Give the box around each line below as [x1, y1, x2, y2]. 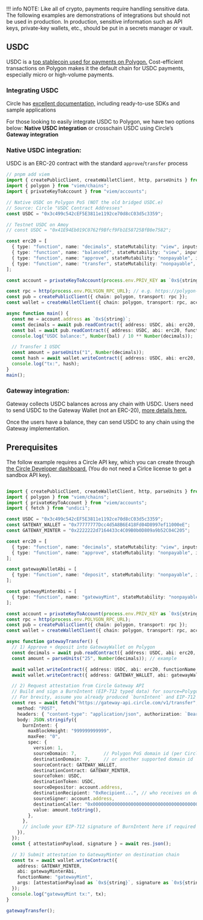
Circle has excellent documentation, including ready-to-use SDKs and [6, 100, 180, 107]
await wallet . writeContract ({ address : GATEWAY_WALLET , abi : [11, 672, 169, 678]
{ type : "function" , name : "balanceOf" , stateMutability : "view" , [11, 250, 182, 256]
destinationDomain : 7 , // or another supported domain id [33, 756, 193, 762]
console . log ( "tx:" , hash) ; [11, 361, 80, 367]
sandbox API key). [6, 471, 51, 478]
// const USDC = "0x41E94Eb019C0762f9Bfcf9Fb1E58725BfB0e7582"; [6, 227, 172, 233]
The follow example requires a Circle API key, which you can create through [6, 458, 195, 465]
